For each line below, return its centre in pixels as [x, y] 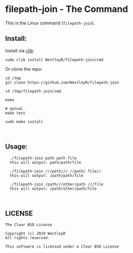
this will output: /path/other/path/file [53, 189]
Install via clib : [20, 50]
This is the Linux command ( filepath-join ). [50, 23]
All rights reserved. [28, 238]
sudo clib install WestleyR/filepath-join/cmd [54, 60]
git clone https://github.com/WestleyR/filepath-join [62, 82]
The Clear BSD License [29, 225]
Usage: [17, 147]
